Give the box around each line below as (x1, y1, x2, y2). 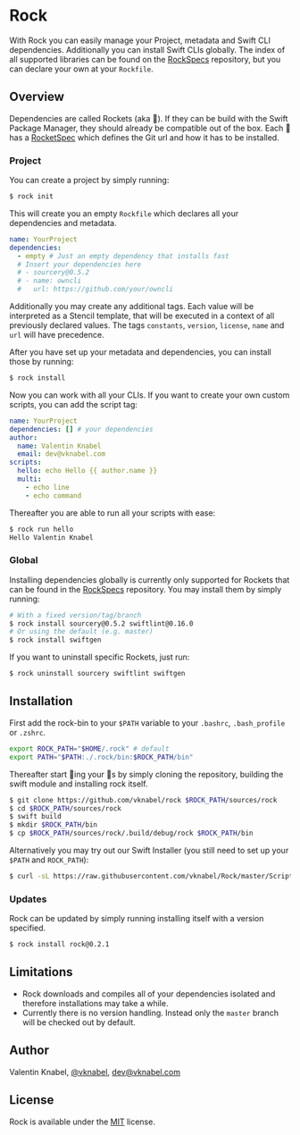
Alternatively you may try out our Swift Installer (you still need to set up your (9, 845, 289, 856)
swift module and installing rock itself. (9, 778, 148, 789)
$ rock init (9, 192, 54, 201)
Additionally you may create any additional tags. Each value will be (9, 301, 254, 312)
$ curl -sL (9, 872, 50, 881)
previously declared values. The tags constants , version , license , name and (9, 320, 285, 331)
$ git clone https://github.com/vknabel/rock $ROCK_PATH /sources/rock (9, 795, 278, 804)
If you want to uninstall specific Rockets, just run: (9, 652, 190, 662)
